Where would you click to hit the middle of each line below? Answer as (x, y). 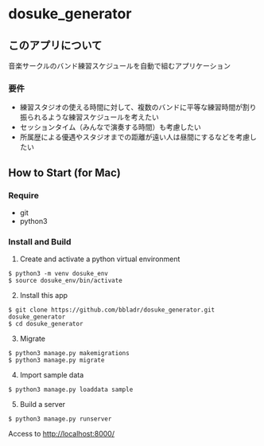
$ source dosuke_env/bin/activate (66, 281)
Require (24, 195)
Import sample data (52, 375)
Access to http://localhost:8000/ (62, 434)
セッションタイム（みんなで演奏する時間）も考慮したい (110, 127)
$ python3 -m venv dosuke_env (58, 274)
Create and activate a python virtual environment (100, 259)
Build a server (43, 405)
